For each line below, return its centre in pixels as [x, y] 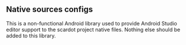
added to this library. [31, 35]
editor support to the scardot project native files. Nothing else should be [93, 29]
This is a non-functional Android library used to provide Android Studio [92, 23]
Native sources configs [50, 10]
